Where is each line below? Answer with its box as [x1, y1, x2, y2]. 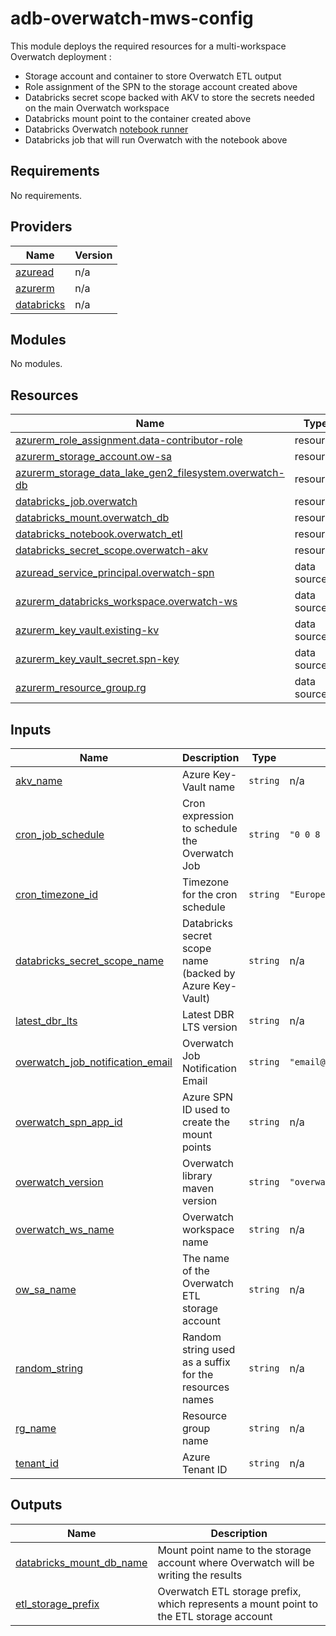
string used [181, 1343, 236, 1356]
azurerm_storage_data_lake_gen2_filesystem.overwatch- [15, 466, 285, 480]
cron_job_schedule [15, 828, 105, 841]
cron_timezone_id [15, 888, 98, 901]
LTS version [181, 1020, 238, 1034]
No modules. [10, 358, 63, 370]
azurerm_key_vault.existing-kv [15, 623, 160, 637]
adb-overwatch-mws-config [10, 7, 254, 30]
